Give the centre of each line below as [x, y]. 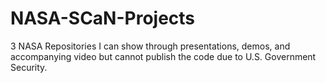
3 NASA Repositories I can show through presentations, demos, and [150, 46]
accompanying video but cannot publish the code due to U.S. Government [163, 56]
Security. [29, 67]
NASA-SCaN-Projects [103, 18]
